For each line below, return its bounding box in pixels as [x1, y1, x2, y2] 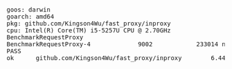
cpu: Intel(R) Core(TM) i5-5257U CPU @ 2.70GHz [6, 27, 171, 34]
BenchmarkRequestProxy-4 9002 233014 [6, 41, 219, 48]
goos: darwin [6, 6, 51, 13]
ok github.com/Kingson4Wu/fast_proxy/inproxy [6, 55, 182, 61]
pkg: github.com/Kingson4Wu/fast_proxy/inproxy [6, 20, 171, 27]
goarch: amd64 [6, 13, 55, 20]
